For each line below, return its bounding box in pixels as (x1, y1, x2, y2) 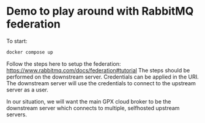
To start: (6, 37, 28, 44)
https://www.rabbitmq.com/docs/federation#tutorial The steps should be (6, 66, 190, 74)
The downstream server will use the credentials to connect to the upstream (6, 79, 196, 86)
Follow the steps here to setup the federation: (6, 60, 121, 68)
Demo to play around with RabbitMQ (6, 4, 194, 18)
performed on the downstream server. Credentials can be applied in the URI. (6, 73, 199, 80)
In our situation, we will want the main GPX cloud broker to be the (6, 97, 171, 105)
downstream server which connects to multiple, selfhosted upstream (6, 104, 180, 111)
